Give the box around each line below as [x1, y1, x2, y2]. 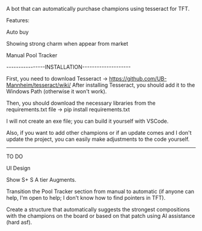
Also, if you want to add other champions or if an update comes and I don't [6, 129, 192, 136]
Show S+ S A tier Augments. [6, 176, 76, 183]
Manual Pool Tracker [6, 52, 58, 59]
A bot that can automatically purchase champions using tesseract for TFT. [6, 5, 190, 12]
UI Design [6, 165, 31, 171]
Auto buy [6, 28, 29, 35]
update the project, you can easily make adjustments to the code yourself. [6, 135, 190, 143]
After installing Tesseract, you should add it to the [72, 81, 195, 88]
